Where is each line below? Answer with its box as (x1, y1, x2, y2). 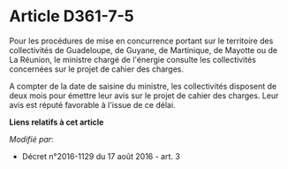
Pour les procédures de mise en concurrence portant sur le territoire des (9, 35, 274, 46)
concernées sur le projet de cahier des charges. (9, 64, 184, 74)
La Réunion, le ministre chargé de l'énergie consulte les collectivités (9, 54, 256, 65)
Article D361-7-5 (9, 6, 134, 27)
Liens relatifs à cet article (9, 117, 104, 127)
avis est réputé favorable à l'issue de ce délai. (9, 99, 176, 110)
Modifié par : (9, 134, 55, 144)
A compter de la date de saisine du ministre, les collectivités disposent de (9, 81, 277, 91)
